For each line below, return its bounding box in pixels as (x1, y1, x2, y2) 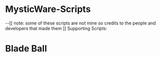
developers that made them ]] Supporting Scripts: (5, 25, 107, 31)
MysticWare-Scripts (5, 3, 91, 15)
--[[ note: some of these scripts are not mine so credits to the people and (5, 20, 156, 26)
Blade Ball (5, 43, 47, 54)
